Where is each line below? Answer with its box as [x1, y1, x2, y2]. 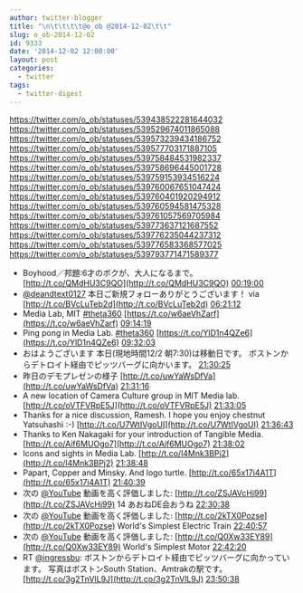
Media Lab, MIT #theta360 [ [22, 308, 128, 319]
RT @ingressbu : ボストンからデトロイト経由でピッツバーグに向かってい [22, 551, 290, 562]
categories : [9, 64, 54, 73]
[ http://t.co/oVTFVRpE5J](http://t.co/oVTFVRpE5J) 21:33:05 [22, 399, 247, 410]
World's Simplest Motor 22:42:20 [122, 540, 247, 552]
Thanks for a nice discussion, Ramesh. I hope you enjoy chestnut [22, 409, 266, 420]
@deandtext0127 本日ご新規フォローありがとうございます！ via [22, 288, 260, 299]
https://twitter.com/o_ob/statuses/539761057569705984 [9, 210, 221, 221]
